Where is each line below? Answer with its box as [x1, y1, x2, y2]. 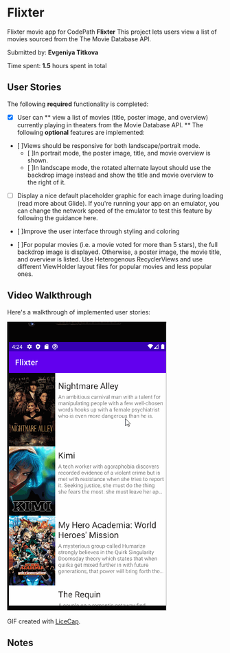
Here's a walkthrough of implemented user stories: [7, 308, 151, 316]
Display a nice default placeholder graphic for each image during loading [16, 191, 224, 200]
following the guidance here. [16, 213, 98, 222]
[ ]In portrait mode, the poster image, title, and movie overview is [27, 149, 211, 157]
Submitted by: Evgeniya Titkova [7, 48, 99, 56]
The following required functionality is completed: [7, 100, 149, 108]
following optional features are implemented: [16, 128, 146, 136]
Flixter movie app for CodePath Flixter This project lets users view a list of [7, 28, 218, 36]
